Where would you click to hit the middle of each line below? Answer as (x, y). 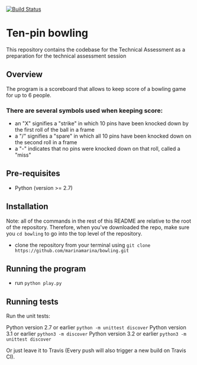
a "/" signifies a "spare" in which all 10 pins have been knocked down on (103, 136)
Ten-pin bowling (47, 33)
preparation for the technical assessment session (66, 56)
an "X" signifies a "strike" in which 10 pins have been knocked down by (101, 123)
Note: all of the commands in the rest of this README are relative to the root (98, 221)
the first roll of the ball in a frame (54, 130)
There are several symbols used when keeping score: (85, 110)
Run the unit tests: (28, 316)
